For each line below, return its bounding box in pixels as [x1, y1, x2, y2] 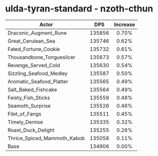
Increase [114, 21, 135, 28]
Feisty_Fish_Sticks [7, 94, 50, 101]
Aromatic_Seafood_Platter [7, 78, 69, 85]
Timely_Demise [7, 118, 43, 125]
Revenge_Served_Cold [7, 62, 61, 69]
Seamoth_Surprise [7, 102, 51, 109]
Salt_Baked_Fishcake [7, 86, 57, 93]
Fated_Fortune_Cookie [7, 45, 60, 52]
